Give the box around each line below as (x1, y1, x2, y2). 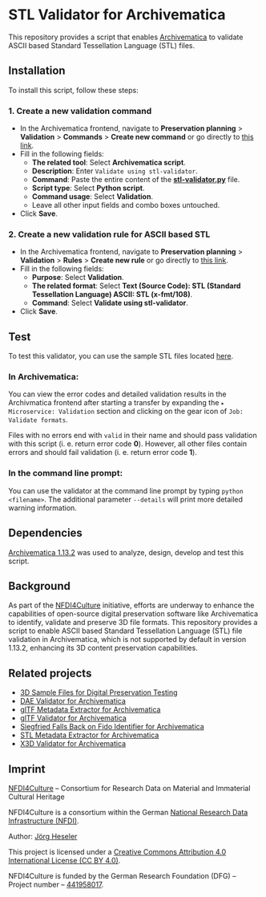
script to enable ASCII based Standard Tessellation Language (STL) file (8, 626, 243, 635)
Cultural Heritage (8, 792, 66, 802)
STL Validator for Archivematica (8, 6, 226, 24)
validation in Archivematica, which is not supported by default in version (8, 635, 247, 644)
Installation (8, 64, 66, 78)
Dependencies (8, 526, 83, 540)
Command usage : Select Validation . (31, 192, 154, 201)
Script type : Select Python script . (31, 183, 145, 193)
